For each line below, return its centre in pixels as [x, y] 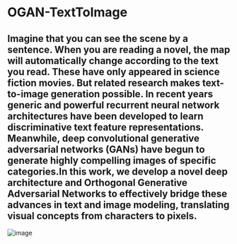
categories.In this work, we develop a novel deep [118, 171]
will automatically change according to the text [113, 61]
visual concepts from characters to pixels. [102, 216]
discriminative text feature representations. [105, 127]
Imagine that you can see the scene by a [98, 39]
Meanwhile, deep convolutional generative [104, 138]
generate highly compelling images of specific [112, 160]
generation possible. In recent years [132, 94]
